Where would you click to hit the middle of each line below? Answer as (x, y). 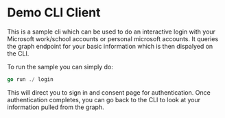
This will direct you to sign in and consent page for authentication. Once (109, 92)
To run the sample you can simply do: (60, 67)
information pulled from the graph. (56, 107)
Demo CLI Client (54, 13)
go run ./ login (30, 79)
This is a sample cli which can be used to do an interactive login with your (111, 32)
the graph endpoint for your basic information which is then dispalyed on (110, 46)
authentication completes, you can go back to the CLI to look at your (104, 99)
